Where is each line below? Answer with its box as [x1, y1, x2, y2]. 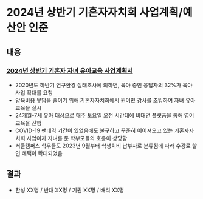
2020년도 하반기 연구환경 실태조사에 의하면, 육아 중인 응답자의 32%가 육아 [15, 81, 193, 89]
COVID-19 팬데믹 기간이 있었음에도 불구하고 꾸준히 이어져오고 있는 [15, 127, 173, 134]
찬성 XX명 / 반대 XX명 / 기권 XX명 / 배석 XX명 [15, 186, 125, 194]
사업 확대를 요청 [15, 89, 53, 96]
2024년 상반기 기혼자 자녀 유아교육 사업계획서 [6, 66, 133, 75]
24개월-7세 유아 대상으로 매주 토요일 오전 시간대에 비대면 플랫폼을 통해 [15, 112, 184, 119]
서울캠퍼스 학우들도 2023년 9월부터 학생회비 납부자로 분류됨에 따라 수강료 [15, 142, 191, 149]
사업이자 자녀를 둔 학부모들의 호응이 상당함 [26, 134, 128, 141]
